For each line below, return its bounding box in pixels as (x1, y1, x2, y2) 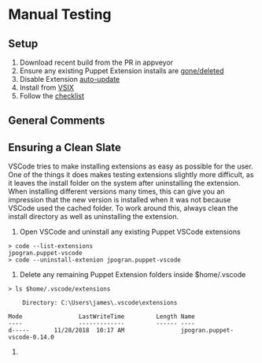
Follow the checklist (19, 91, 85, 100)
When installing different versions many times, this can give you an (8, 187, 225, 196)
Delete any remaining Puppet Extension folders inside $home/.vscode (19, 270, 246, 280)
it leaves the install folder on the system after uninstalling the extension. (8, 179, 241, 188)
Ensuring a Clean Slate (8, 140, 122, 154)
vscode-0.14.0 (8, 333, 55, 342)
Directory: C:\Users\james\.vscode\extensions (22, 299, 178, 307)
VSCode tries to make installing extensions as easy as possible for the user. (8, 161, 253, 171)
